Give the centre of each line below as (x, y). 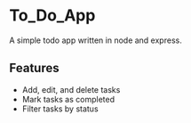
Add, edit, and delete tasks (71, 89)
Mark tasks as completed (68, 99)
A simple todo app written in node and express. (95, 40)
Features (34, 68)
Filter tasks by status (60, 109)
